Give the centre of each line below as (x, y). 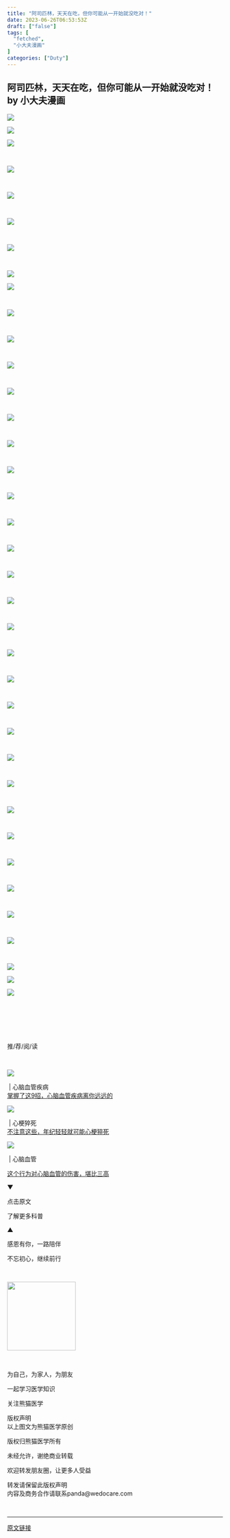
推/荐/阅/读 (23, 1046)
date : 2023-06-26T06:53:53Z (47, 20)
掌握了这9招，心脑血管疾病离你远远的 (60, 1096)
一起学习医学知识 (31, 1388)
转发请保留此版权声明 (37, 1484)
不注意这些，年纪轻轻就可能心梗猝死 (58, 1131)
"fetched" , (29, 39)
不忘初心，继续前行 (34, 1258)
